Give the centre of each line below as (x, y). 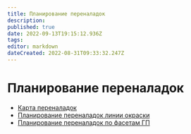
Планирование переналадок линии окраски (84, 115)
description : (26, 20)
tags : (15, 40)
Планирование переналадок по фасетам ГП (84, 122)
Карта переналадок (47, 107)
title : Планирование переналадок (56, 14)
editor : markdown (33, 47)
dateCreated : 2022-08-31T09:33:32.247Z (66, 54)
